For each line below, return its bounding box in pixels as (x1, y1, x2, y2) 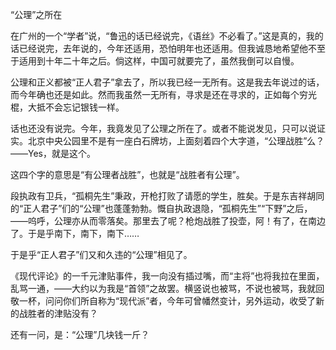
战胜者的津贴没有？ (18, 308, 98, 319)
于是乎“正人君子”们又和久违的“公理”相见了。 (10, 249, 193, 260)
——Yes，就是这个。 (10, 148, 96, 159)
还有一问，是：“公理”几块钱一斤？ (10, 329, 150, 340)
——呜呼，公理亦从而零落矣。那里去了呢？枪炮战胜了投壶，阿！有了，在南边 (10, 215, 326, 227)
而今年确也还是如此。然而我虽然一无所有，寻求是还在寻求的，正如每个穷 (10, 89, 308, 100)
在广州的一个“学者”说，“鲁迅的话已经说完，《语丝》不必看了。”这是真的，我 (10, 30, 315, 42)
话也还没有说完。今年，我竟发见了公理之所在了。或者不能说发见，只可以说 (10, 123, 317, 134)
